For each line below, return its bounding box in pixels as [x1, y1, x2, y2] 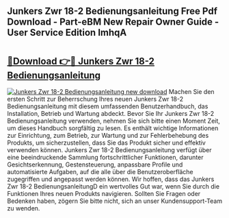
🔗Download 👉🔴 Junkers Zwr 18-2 [7, 55, 155, 67]
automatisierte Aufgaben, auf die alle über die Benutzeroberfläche [7, 168, 193, 175]
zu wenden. [7, 204, 40, 212]
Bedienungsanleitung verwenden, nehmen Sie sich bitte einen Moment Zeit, [7, 117, 221, 125]
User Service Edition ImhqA [7, 27, 127, 38]
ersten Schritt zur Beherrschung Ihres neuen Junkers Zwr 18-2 [7, 95, 183, 103]
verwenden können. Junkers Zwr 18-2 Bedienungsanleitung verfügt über [7, 146, 212, 154]
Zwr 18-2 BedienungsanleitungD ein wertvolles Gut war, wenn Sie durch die [7, 182, 220, 191]
